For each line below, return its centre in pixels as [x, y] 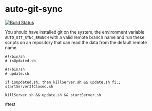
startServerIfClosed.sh [29, 87]
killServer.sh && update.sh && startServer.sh [53, 95]
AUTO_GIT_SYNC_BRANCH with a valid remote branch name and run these [75, 37]
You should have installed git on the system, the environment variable [75, 32]
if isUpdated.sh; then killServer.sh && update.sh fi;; [63, 82]
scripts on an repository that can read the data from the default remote [76, 42]
